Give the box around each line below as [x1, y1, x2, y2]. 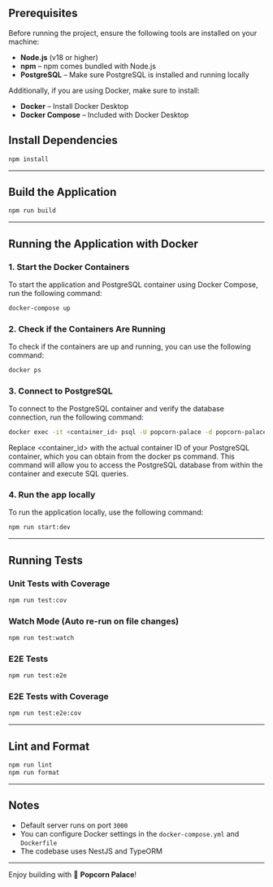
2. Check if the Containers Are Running [8, 323, 167, 334]
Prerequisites [8, 7, 78, 20]
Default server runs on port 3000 [19, 820, 128, 830]
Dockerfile [19, 839, 58, 847]
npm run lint [8, 761, 53, 769]
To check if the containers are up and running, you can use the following [8, 341, 252, 352]
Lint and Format [8, 739, 90, 753]
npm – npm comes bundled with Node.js [19, 61, 157, 71]
